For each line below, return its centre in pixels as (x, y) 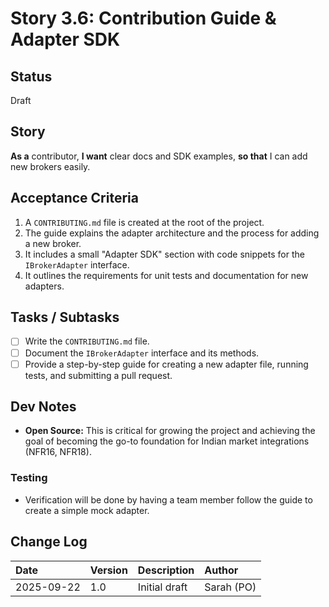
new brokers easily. (50, 166)
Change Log (49, 542)
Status (31, 76)
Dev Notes (43, 407)
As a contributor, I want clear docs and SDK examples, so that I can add (159, 156)
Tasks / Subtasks (65, 317)
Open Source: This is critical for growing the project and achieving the (170, 431)
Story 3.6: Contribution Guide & (143, 18)
